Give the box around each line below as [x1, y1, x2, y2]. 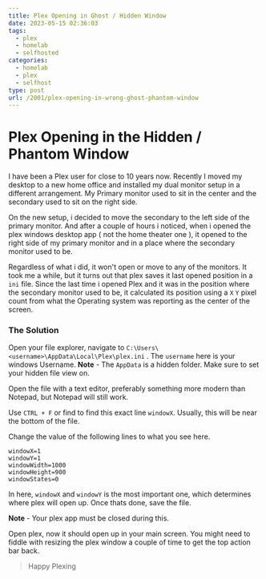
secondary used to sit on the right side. [8, 197, 138, 207]
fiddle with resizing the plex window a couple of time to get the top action [8, 537, 251, 547]
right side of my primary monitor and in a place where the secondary [8, 238, 236, 248]
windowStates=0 [8, 476, 59, 484]
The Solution [8, 325, 59, 336]
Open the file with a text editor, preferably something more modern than [8, 384, 246, 393]
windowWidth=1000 [8, 461, 66, 469]
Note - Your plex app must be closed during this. [8, 513, 170, 523]
